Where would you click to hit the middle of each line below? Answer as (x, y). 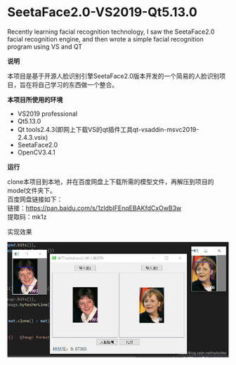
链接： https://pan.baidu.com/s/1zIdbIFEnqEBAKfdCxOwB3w (94, 208)
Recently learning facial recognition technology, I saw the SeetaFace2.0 (111, 32)
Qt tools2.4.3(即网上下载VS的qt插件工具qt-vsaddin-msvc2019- (108, 129)
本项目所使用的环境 (35, 100)
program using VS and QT (45, 46)
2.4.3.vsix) (33, 137)
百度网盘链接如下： (35, 199)
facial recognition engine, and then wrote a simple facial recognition (105, 39)
